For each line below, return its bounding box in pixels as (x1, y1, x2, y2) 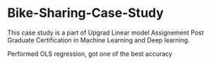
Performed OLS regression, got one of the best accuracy (7, 49, 173, 58)
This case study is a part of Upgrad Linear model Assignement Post (7, 28, 204, 37)
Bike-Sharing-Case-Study (7, 5, 164, 21)
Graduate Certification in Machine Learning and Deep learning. (7, 35, 191, 44)
